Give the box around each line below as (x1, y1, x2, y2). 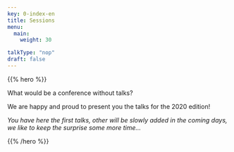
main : (13, 30, 30, 37)
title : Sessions (7, 17, 55, 24)
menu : (7, 23, 23, 30)
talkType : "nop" (7, 49, 55, 56)
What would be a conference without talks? (7, 89, 133, 97)
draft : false (7, 56, 46, 63)
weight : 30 (20, 37, 52, 44)
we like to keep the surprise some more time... (7, 123, 142, 132)
